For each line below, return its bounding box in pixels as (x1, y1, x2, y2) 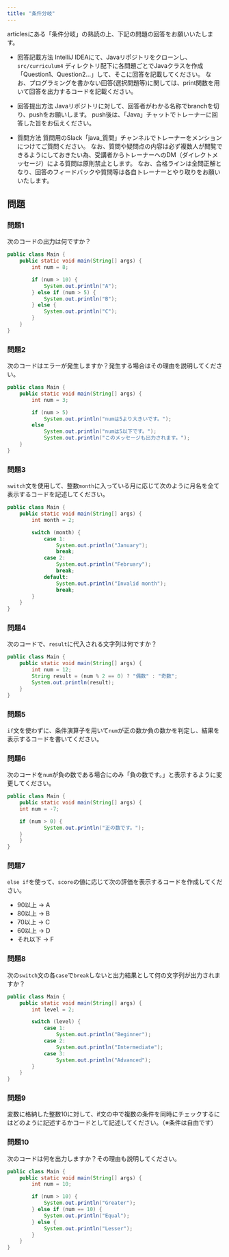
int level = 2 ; (31, 1006, 75, 1013)
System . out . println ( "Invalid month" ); (55, 580, 167, 587)
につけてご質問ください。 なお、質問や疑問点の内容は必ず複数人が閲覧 (16, 142, 217, 150)
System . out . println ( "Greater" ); (43, 1199, 136, 1207)
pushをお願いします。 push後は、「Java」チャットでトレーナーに (29, 110, 212, 119)
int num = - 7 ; (19, 805, 59, 813)
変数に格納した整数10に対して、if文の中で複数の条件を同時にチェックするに (7, 1110, 220, 1118)
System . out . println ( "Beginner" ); (55, 1031, 152, 1038)
